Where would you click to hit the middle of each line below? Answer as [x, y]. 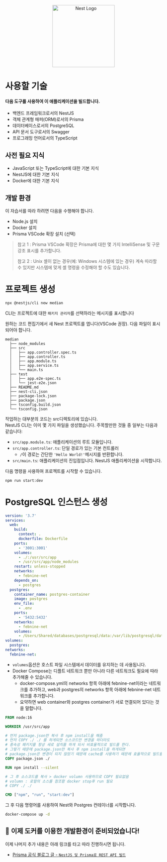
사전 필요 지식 [25, 155]
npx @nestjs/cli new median [34, 303]
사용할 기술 [26, 86]
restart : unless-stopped [40, 567]
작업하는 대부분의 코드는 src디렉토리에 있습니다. [51, 419]
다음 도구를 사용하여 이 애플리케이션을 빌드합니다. [53, 101]
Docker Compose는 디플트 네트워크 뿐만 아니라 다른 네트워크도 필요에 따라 [85, 671]
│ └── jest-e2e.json [33, 383]
